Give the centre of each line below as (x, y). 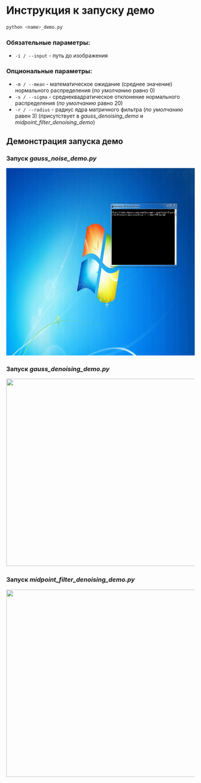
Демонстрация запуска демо (65, 141)
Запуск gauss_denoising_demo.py (58, 369)
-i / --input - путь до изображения (61, 56)
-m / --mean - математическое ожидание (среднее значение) (94, 84)
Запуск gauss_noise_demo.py (51, 158)
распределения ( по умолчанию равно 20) (69, 103)
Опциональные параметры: (49, 71)
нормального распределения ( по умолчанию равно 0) (85, 91)
